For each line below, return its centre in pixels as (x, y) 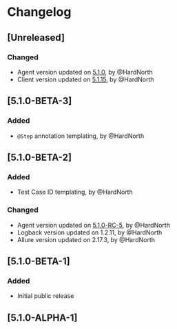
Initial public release (45, 296)
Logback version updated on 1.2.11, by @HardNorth (90, 232)
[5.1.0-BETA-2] (40, 157)
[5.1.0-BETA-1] (39, 261)
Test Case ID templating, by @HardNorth (75, 192)
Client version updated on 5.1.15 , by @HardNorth (85, 79)
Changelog (39, 12)
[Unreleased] (36, 38)
